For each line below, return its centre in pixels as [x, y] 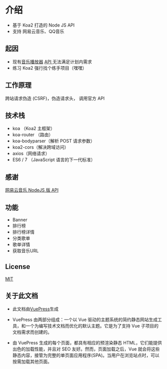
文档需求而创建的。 [32, 332]
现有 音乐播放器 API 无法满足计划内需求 [52, 62]
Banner [20, 220]
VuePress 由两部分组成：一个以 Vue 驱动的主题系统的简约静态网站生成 [85, 319]
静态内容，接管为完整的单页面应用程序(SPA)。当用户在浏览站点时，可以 [86, 355]
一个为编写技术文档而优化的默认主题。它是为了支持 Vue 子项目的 [92, 325]
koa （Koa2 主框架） [34, 129]
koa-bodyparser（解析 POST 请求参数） [54, 141]
